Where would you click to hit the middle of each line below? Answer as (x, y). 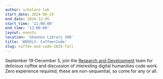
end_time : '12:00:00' (27, 28)
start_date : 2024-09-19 (30, 14)
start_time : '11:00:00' (30, 23)
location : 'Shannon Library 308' (39, 38)
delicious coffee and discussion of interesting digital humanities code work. (82, 66)
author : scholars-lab (27, 10)
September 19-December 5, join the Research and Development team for (79, 60)
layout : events (21, 33)
